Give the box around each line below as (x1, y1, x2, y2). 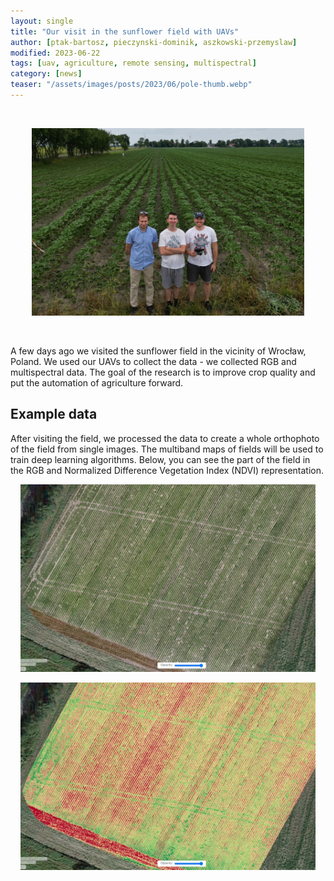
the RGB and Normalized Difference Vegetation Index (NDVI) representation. (10, 464, 325, 476)
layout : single (10, 16, 74, 26)
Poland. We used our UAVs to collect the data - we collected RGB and (10, 355, 297, 367)
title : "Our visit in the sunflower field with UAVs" (10, 26, 240, 37)
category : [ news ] (10, 69, 83, 79)
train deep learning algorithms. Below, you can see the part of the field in (10, 453, 311, 465)
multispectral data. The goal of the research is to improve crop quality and (10, 366, 316, 378)
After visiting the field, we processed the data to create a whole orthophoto (10, 432, 320, 444)
